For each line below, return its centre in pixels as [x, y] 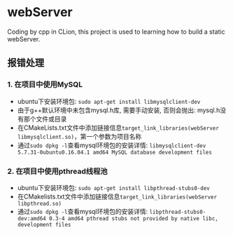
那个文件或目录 [45, 119]
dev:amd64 [32, 218]
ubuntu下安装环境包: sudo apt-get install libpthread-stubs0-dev [113, 187]
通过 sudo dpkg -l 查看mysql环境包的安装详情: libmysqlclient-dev [112, 145]
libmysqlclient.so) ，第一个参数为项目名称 [79, 136]
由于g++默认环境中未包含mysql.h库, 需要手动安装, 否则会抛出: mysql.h [119, 110]
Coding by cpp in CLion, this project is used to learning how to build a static [116, 32]
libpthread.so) [40, 203]
